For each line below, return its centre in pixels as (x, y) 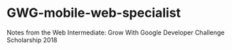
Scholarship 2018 (32, 39)
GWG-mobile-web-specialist (94, 13)
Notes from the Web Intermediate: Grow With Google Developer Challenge (116, 32)
